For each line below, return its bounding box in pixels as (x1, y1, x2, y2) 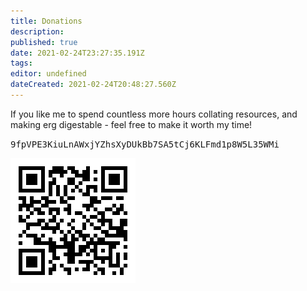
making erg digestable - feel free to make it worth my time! (10, 118, 253, 130)
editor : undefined (10, 69, 87, 79)
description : (10, 26, 65, 37)
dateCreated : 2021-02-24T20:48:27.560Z (10, 80, 177, 90)
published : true (10, 37, 78, 47)
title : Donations (10, 16, 83, 26)
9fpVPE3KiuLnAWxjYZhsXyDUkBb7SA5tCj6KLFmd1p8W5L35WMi (10, 138, 280, 150)
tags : (10, 58, 33, 69)
